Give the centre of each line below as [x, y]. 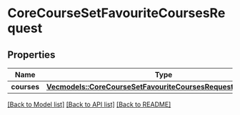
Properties [31, 55]
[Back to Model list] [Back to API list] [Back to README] [89, 104]
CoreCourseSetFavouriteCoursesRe [116, 13]
